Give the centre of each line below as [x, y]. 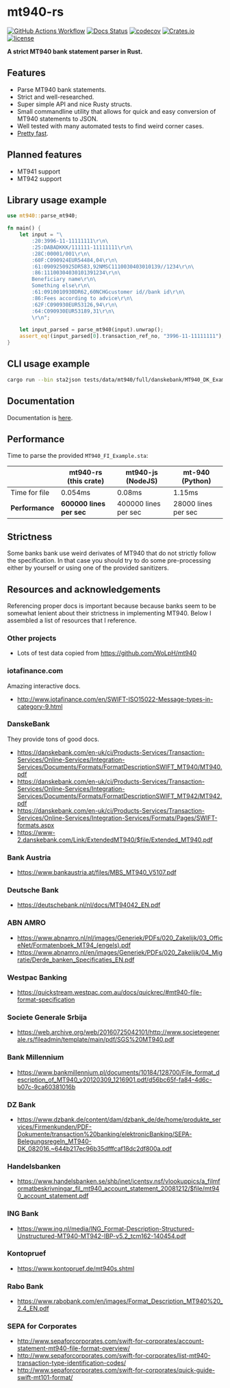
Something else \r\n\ [61, 286]
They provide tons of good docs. [53, 739]
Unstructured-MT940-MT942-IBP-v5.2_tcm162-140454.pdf [101, 1236]
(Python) [196, 481]
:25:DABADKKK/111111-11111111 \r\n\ [82, 247]
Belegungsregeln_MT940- [54, 1141]
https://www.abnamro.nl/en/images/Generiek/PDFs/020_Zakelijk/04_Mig [119, 952]
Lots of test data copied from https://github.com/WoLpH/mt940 [107, 653]
